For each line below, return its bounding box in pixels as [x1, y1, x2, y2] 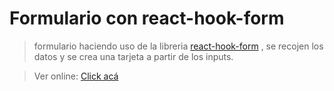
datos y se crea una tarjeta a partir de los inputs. [33, 50, 234, 62]
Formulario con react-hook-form [9, 7, 285, 30]
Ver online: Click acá [33, 70, 119, 82]
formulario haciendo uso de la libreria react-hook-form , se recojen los [33, 40, 324, 52]
